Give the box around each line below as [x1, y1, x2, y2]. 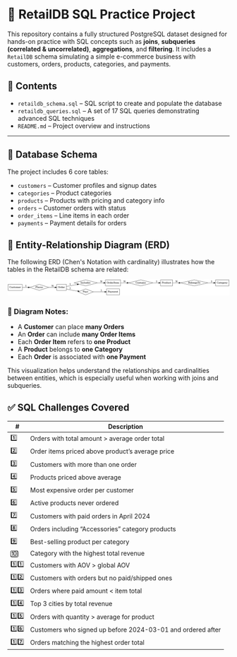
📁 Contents [7, 81, 58, 93]
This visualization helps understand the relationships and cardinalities [7, 367, 209, 375]
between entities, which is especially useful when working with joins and [7, 374, 219, 382]
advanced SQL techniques [17, 114, 95, 122]
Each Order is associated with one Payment [17, 353, 147, 361]
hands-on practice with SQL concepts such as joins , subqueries [7, 37, 196, 45]
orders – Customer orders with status [17, 203, 126, 212]
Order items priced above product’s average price [30, 447, 175, 456]
